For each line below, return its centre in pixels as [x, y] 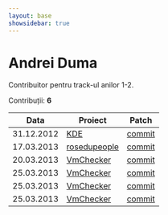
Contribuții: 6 [30, 100]
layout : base [30, 16]
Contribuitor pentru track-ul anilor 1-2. [71, 85]
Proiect [92, 120]
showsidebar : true [39, 23]
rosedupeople [92, 147]
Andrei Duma [53, 63]
